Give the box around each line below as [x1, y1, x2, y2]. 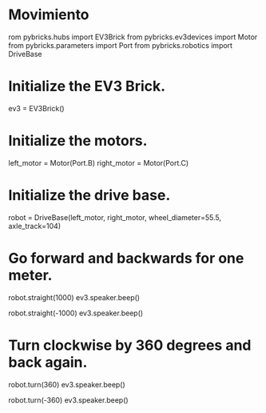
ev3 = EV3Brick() [8, 103, 66, 113]
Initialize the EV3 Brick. [8, 78, 166, 95]
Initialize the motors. [8, 132, 148, 150]
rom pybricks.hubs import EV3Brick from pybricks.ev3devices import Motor [8, 32, 258, 42]
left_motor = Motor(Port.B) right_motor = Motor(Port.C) [8, 158, 189, 167]
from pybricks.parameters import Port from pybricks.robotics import [8, 40, 233, 50]
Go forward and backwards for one [8, 249, 244, 267]
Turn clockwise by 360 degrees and [8, 336, 252, 354]
